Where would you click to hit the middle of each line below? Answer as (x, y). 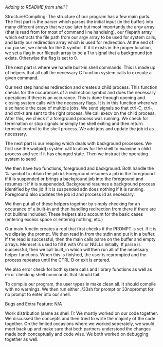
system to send (20, 159)
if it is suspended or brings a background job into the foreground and (74, 179)
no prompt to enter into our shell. (38, 294)
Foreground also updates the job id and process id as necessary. (70, 194)
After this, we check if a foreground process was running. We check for (77, 118)
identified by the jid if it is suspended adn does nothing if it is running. (75, 189)
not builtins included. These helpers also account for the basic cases (74, 214)
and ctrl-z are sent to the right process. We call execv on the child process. (81, 113)
